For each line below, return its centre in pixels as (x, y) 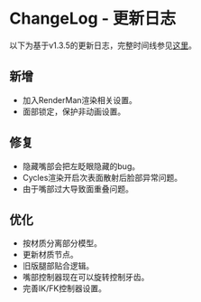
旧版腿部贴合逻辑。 (58, 266)
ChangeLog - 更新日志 (93, 19)
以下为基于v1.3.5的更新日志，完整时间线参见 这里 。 (103, 45)
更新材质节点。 (50, 255)
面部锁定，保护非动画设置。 (74, 111)
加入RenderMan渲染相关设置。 (80, 99)
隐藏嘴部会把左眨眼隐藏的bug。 (81, 166)
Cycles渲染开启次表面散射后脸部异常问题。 (102, 177)
